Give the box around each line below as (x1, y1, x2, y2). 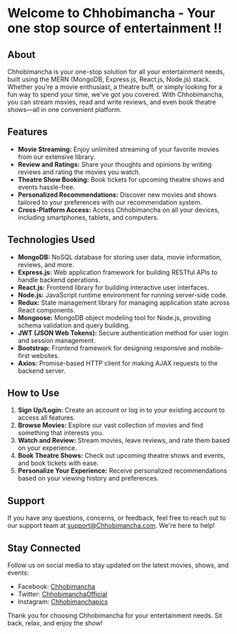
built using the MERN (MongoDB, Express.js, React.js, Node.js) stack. (7, 75, 211, 83)
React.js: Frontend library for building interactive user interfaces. (17, 283, 209, 292)
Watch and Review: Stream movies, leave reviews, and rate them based (17, 436, 231, 445)
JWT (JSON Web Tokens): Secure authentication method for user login (17, 328, 228, 337)
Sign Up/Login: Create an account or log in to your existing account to (17, 406, 225, 414)
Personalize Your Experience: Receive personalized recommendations (17, 466, 227, 475)
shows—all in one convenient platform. (7, 106, 122, 113)
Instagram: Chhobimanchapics (17, 598, 109, 606)
